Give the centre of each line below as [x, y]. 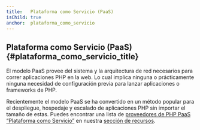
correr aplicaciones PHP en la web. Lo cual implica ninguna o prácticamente [100, 77]
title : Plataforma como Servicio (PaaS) [60, 12]
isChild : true [24, 17]
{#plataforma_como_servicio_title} [72, 57]
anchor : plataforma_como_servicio [51, 23]
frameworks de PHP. [32, 90]
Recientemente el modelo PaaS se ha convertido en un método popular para [100, 102]
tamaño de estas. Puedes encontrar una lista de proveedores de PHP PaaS [99, 114]
